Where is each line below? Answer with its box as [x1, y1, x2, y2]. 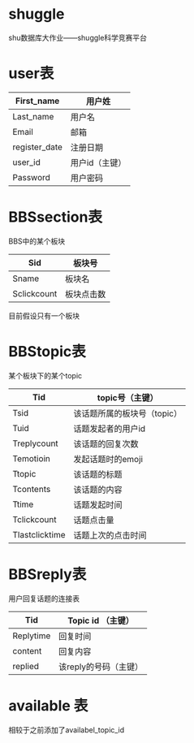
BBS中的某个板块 [8, 236, 66, 246]
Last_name [12, 110, 54, 122]
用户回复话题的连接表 [8, 594, 80, 603]
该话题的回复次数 [72, 438, 139, 449]
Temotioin [12, 452, 51, 464]
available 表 [8, 696, 88, 715]
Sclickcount [12, 287, 58, 299]
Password [12, 171, 51, 183]
